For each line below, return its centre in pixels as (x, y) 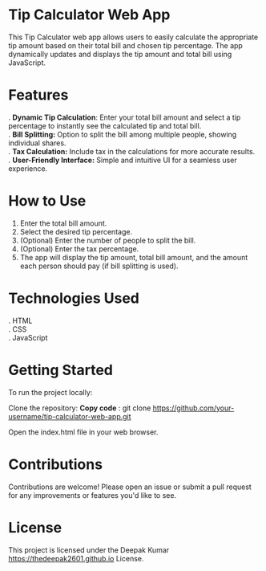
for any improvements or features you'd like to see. (93, 495)
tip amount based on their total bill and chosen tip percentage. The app (125, 45)
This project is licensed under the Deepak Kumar (89, 550)
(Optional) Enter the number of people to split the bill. (108, 240)
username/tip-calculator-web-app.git (70, 416)
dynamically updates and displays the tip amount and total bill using (120, 54)
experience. (28, 168)
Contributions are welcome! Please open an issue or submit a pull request (130, 487)
